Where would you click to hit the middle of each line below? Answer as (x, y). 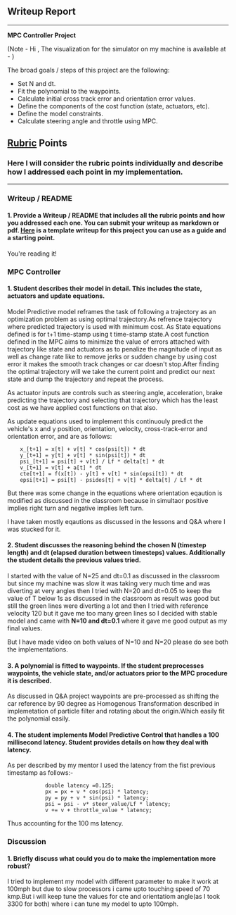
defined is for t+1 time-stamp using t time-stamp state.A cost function (108, 334)
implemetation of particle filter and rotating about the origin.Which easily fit (116, 711)
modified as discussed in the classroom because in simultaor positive (108, 500)
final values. (25, 628)
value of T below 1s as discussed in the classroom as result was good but (113, 598)
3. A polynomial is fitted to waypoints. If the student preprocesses (106, 666)
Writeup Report (41, 12)
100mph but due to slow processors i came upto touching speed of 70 (109, 889)
